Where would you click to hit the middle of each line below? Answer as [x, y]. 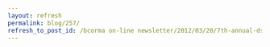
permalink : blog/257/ [44, 23]
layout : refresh [35, 16]
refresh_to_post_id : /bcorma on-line [71, 30]
